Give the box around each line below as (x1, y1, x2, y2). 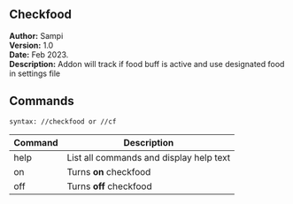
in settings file (9, 68, 61, 79)
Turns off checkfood (66, 180, 152, 193)
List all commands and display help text (66, 151, 231, 163)
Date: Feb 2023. (9, 49, 69, 60)
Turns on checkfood (66, 165, 151, 178)
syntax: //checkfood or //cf (9, 117, 117, 126)
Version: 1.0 (9, 40, 54, 50)
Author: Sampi (9, 30, 64, 41)
